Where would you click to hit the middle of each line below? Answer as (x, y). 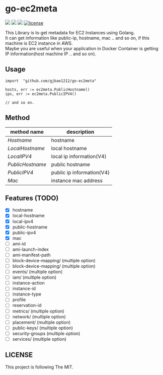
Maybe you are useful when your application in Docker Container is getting (82, 48)
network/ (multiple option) (39, 316)
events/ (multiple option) (38, 272)
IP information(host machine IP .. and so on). (51, 54)
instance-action (28, 283)
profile (19, 300)
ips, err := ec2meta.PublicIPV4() (41, 94)
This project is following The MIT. (39, 367)
